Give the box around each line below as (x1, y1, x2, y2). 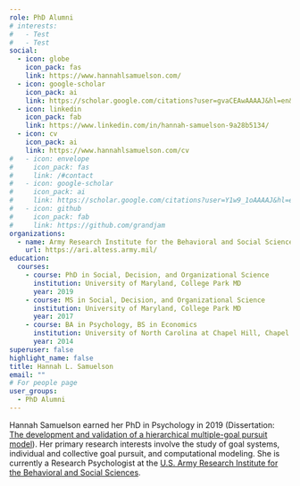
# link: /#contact (9, 171, 94, 180)
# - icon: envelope (9, 154, 90, 163)
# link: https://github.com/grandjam (9, 221, 166, 230)
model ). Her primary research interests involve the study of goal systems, (9, 439, 280, 449)
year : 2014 (32, 337, 74, 346)
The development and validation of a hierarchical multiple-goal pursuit (9, 429, 268, 440)
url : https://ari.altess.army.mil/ (25, 246, 158, 255)
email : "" (9, 370, 46, 380)
